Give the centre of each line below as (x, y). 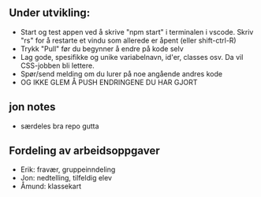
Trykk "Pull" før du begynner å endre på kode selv (102, 48)
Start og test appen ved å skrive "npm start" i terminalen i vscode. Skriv (137, 32)
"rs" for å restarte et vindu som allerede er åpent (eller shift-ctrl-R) (128, 40)
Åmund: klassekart (51, 186)
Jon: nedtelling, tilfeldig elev (66, 178)
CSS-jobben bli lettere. (57, 65)
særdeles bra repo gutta (60, 126)
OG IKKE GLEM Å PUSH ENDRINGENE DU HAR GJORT (109, 82)
